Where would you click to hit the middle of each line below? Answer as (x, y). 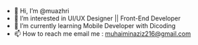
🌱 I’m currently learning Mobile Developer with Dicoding (95, 26)
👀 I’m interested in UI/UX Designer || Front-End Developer (97, 18)
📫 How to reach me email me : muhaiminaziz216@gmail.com (102, 34)
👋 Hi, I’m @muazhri (41, 11)
